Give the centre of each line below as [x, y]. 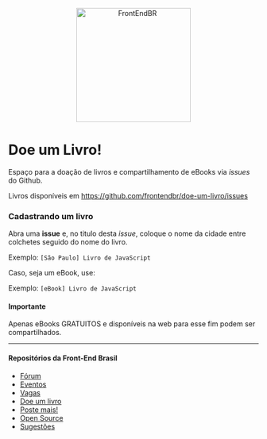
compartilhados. [35, 333]
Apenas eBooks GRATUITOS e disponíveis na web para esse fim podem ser [132, 324]
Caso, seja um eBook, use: [52, 273]
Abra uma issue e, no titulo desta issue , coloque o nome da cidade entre [127, 233]
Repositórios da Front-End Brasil [63, 358]
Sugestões [37, 426]
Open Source [41, 418]
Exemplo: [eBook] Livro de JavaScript [72, 288]
